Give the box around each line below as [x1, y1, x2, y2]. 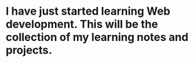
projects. [5, 43, 52, 57]
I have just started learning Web [5, 4, 171, 18]
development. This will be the [5, 17, 158, 31]
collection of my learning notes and [5, 31, 189, 44]
